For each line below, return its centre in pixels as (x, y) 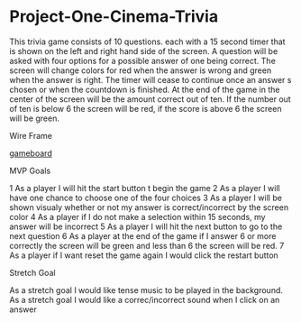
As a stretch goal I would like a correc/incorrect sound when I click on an (145, 299)
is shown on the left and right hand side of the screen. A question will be (144, 51)
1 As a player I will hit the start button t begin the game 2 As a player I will (145, 188)
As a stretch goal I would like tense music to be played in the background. (146, 290)
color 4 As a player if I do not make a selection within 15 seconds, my (137, 216)
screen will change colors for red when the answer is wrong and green (141, 70)
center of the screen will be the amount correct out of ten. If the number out (150, 99)
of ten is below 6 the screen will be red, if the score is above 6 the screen (146, 108)
